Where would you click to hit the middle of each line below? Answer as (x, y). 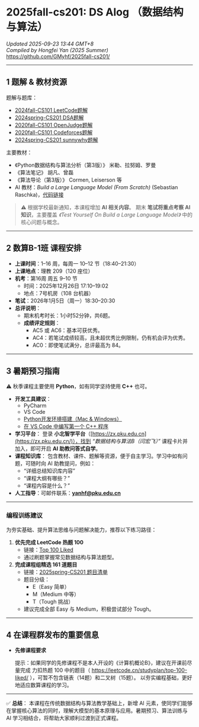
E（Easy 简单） (51, 586)
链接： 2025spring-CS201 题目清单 (66, 572)
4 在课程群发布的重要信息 (53, 635)
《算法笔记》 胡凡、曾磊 (44, 172)
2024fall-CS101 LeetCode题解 (51, 110)
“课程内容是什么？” (46, 486)
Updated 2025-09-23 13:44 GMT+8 (50, 44)
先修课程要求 (30, 651)
